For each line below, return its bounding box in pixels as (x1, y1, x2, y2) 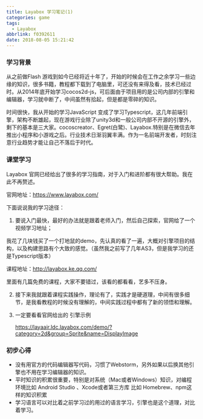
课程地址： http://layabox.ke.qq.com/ (6, 265, 97, 272)
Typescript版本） (11, 252, 54, 259)
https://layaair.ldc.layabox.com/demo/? (14, 323, 113, 331)
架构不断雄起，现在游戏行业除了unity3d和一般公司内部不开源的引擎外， (16, 116, 195, 124)
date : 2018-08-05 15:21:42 (6, 37, 74, 43)
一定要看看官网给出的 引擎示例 (14, 311, 91, 318)
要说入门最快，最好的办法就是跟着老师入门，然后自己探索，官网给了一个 (14, 216, 195, 224)
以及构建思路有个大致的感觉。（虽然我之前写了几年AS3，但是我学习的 (16, 245, 189, 252)
